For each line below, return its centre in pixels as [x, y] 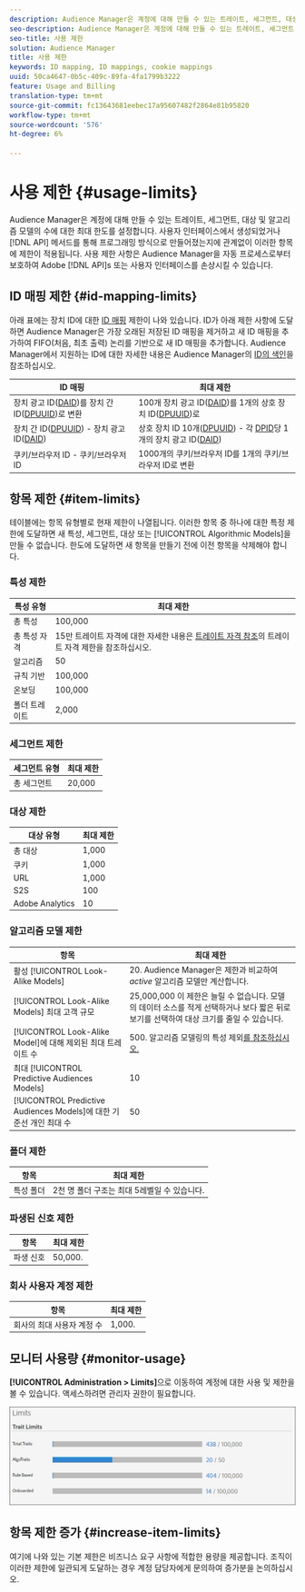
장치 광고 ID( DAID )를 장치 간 [64, 402]
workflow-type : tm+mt [50, 115]
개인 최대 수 [51, 1123]
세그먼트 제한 [36, 744]
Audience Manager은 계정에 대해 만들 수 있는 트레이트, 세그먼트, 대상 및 [138, 219]
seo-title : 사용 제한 [46, 38]
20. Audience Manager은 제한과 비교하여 [204, 970]
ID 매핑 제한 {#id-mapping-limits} [103, 297]
